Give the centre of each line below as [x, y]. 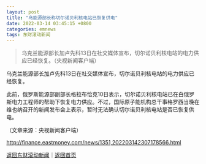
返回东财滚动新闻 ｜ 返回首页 [41, 155]
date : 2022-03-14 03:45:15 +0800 [49, 23]
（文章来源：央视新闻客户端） [44, 130]
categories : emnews [31, 29]
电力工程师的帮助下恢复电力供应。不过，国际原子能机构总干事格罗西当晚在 [105, 102]
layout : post [23, 12]
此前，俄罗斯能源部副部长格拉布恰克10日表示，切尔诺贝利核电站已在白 [95, 94]
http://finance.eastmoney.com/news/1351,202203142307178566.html [94, 143]
